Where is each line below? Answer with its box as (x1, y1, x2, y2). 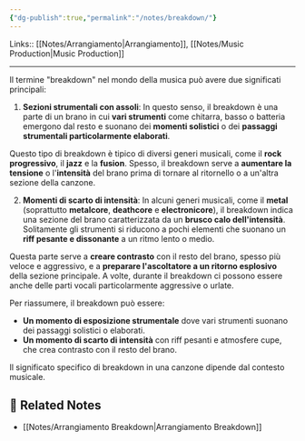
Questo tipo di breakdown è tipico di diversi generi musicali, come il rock (9, 147, 282, 159)
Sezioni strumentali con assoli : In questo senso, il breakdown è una (22, 101, 279, 112)
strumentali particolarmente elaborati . (22, 130, 171, 141)
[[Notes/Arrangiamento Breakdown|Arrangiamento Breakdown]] (22, 422, 262, 433)
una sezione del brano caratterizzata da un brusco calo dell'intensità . (22, 214, 286, 225)
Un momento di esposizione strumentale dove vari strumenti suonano (22, 315, 289, 326)
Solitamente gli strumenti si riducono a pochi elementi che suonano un (22, 224, 286, 235)
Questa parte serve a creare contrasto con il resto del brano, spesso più (9, 251, 281, 262)
